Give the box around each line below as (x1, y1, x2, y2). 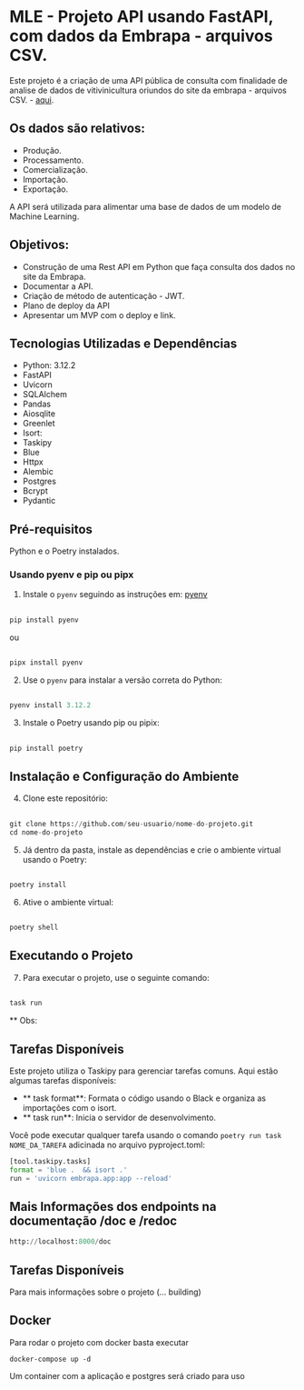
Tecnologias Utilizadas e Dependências (9, 335, 238, 351)
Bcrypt (22, 485, 48, 496)
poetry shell (9, 923, 59, 933)
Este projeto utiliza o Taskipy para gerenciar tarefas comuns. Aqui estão (9, 1065, 279, 1076)
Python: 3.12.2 (22, 360, 76, 371)
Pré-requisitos (9, 521, 93, 537)
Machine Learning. (9, 211, 80, 222)
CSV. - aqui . (9, 94, 54, 105)
